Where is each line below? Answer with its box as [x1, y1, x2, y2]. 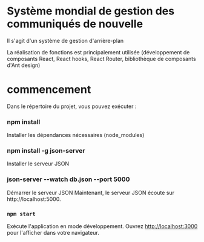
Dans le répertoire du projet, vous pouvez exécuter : [7, 103, 137, 110]
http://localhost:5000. [7, 195, 61, 203]
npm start [7, 210, 36, 217]
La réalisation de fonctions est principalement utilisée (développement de [7, 48, 190, 56]
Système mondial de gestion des [7, 4, 175, 18]
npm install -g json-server [7, 147, 85, 155]
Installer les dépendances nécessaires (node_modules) [7, 132, 145, 139]
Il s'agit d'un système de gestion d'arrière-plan [7, 37, 124, 44]
